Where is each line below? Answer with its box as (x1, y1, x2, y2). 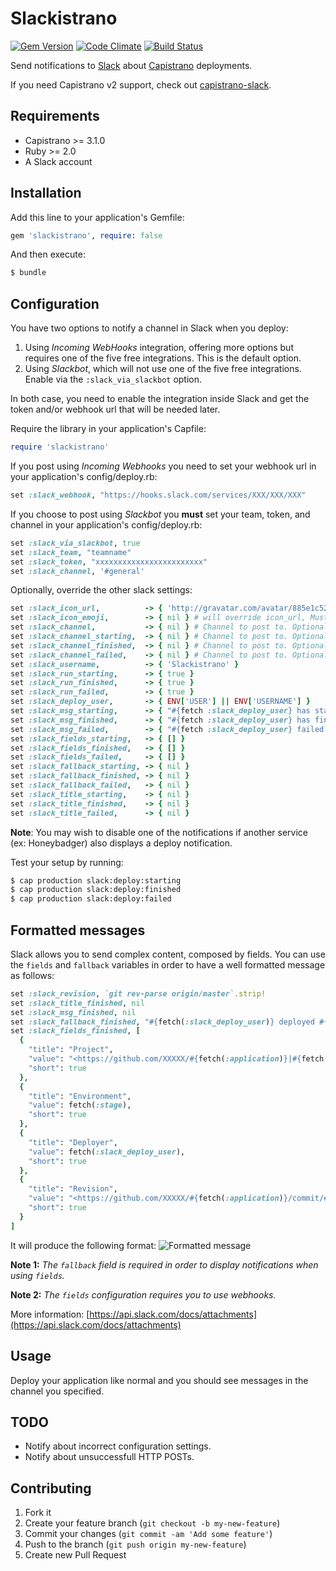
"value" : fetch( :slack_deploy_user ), (28, 1147, 186, 1157)
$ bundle (10, 268, 47, 278)
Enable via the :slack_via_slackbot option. (24, 373, 203, 386)
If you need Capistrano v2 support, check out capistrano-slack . (10, 78, 272, 91)
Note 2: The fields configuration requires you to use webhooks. (10, 1288, 277, 1301)
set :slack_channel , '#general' (10, 566, 145, 576)
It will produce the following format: (10, 1239, 157, 1251)
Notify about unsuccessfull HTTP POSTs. (24, 1451, 195, 1463)
